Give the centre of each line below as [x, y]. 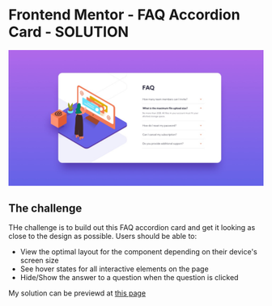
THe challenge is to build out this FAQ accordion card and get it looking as [132, 228]
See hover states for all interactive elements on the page [114, 269]
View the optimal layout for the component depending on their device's [138, 252]
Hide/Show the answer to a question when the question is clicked [129, 278]
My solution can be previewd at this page [77, 293]
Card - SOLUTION [69, 32]
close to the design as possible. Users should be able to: [103, 237]
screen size [39, 261]
